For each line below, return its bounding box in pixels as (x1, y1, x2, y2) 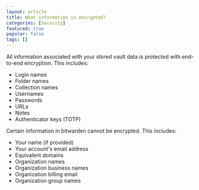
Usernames (14, 91, 44, 97)
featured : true (6, 25, 44, 32)
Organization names (14, 158, 65, 165)
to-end (6, 59, 23, 67)
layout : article (6, 8, 47, 15)
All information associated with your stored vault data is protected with (6, 53, 181, 60)
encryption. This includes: (24, 59, 89, 67)
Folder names (14, 77, 49, 85)
